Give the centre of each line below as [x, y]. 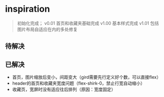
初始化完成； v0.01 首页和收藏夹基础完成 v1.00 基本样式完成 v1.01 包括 [88, 23]
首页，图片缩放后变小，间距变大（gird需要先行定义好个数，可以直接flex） [86, 77]
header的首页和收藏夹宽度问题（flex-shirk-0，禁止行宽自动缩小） [79, 83]
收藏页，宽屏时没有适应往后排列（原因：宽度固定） [64, 90]
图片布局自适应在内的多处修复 [47, 29]
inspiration [27, 9]
